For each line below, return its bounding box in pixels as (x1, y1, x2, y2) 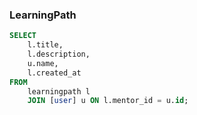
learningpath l (27, 86, 91, 97)
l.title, (27, 40, 64, 50)
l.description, (27, 49, 91, 60)
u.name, (27, 58, 59, 68)
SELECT (9, 31, 37, 41)
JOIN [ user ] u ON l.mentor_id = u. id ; (27, 96, 189, 106)
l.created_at (27, 68, 82, 78)
